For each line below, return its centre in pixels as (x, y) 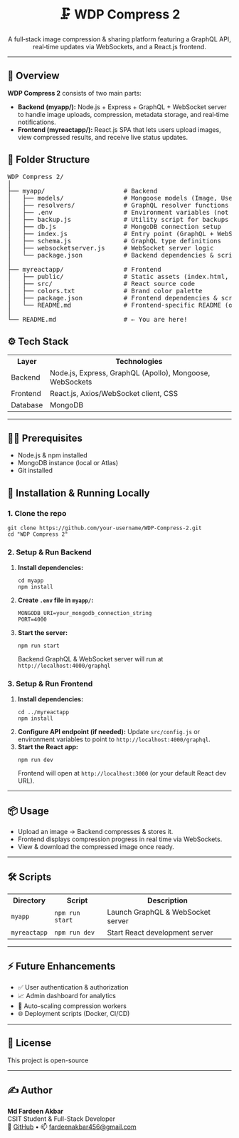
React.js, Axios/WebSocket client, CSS (114, 394)
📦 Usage (28, 811)
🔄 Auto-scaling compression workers (72, 1006)
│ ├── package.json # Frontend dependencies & (113, 298)
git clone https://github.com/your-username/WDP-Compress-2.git (105, 528)
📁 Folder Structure (49, 159)
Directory (30, 900)
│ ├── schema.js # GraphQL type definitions (115, 241)
